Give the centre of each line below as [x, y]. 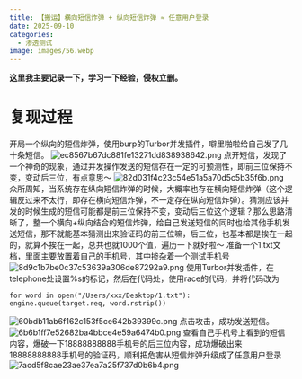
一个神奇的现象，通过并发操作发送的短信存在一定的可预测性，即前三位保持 [147, 166]
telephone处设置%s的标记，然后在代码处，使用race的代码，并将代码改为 [145, 278]
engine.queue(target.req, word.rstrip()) [88, 304]
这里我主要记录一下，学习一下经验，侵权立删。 [96, 78]
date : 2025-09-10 [42, 26]
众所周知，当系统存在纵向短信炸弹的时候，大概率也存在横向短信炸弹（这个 [147, 189]
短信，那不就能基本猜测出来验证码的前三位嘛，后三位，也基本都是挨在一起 [155, 234]
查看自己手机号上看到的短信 [234, 332]
